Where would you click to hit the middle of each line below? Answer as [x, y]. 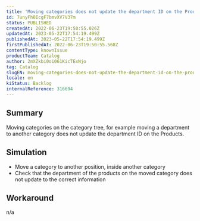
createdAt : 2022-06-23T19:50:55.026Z [53, 28]
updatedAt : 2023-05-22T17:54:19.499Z [53, 34]
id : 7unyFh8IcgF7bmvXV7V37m [41, 17]
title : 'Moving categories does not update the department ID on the [94, 12]
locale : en [20, 78]
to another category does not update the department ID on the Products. [95, 134]
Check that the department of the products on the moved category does [103, 173]
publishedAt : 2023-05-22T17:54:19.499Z [56, 39]
